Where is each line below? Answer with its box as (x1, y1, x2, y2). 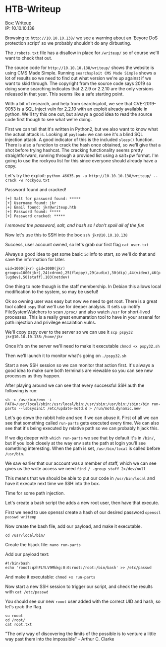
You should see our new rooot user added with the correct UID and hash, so (5, 598, 161, 604)
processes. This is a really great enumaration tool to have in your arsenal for (5, 314, 161, 320)
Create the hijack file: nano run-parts (5, 541, 81, 547)
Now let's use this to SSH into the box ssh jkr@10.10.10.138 (5, 232, 128, 238)
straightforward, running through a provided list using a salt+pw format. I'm (5, 152, 159, 158)
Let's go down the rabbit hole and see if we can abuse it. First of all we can (5, 415, 159, 421)
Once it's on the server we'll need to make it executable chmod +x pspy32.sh (5, 343, 160, 349)
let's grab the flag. (5, 603, 43, 609)
